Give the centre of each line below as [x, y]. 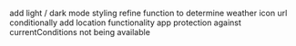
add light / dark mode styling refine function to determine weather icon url [148, 13]
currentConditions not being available [80, 32]
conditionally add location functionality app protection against [125, 23]
